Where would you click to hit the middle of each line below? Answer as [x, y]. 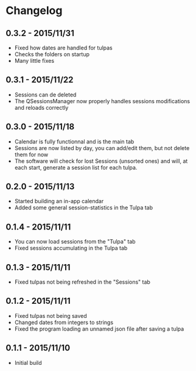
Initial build [28, 362]
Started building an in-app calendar [59, 201]
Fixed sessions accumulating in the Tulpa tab [71, 248]
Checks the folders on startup [52, 54]
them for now [31, 154]
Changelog [34, 11]
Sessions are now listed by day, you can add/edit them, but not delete [102, 148]
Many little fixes [34, 61]
